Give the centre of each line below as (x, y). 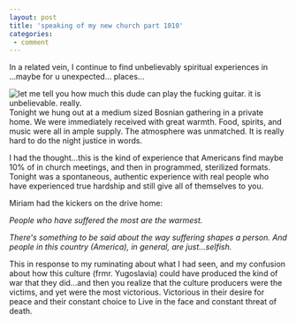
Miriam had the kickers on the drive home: (86, 204)
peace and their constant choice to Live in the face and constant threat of (143, 302)
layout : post (33, 17)
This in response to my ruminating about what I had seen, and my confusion (147, 264)
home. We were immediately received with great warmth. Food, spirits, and (146, 122)
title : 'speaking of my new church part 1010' (96, 26)
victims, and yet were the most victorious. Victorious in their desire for (137, 292)
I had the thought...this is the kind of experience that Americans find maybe (147, 158)
